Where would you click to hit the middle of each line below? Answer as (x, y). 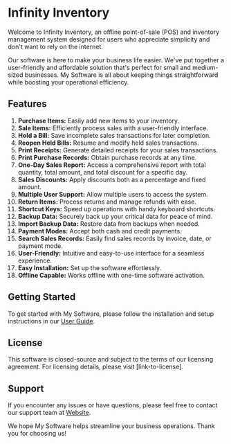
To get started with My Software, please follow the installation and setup (111, 314)
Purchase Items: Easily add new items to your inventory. (98, 121)
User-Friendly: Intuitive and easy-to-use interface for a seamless (111, 253)
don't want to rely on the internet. (55, 46)
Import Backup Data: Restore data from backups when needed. (109, 224)
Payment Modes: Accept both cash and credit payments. (100, 231)
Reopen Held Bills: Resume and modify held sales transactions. (108, 143)
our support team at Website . (49, 413)
